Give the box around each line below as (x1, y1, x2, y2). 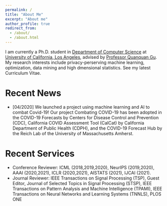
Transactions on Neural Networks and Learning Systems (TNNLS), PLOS (12, 191, 162, 197)
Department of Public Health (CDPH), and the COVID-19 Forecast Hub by (12, 125, 163, 131)
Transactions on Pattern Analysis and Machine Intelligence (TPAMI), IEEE (12, 186, 163, 192)
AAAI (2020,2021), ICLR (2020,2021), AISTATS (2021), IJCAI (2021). (12, 170, 151, 176)
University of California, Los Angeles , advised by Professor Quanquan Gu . (5, 54, 157, 60)
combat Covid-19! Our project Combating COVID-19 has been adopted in (12, 109, 162, 115)
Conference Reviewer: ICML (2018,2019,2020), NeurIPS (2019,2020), (12, 164, 155, 170)
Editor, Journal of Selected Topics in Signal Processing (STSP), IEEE (12, 180, 152, 186)
